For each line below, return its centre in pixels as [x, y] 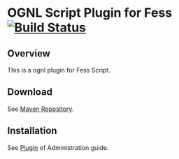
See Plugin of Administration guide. [58, 147]
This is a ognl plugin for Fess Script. [59, 70]
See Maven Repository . [41, 109]
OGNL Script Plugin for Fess [90, 13]
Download [30, 92]
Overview [29, 53]
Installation [32, 131]
